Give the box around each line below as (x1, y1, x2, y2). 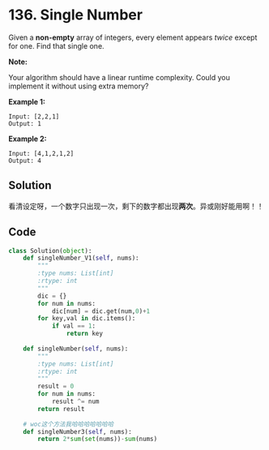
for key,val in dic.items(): (37, 315, 136, 323)
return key (66, 330, 104, 338)
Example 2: (8, 134, 47, 144)
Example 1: (8, 96, 46, 106)
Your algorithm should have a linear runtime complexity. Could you (8, 72, 231, 82)
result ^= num (51, 397, 100, 406)
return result (37, 405, 85, 413)
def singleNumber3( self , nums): (23, 427, 132, 435)
